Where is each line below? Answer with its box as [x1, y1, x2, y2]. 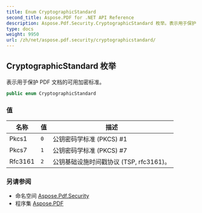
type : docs [6, 25, 34, 32]
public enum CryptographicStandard [6, 90, 96, 96]
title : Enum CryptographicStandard [6, 8, 96, 15]
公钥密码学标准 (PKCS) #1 [52, 135, 127, 143]
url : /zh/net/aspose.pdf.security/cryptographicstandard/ [6, 37, 156, 43]
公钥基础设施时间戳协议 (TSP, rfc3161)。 [52, 157, 171, 166]
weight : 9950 [6, 32, 39, 38]
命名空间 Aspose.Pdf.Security [15, 192, 90, 200]
